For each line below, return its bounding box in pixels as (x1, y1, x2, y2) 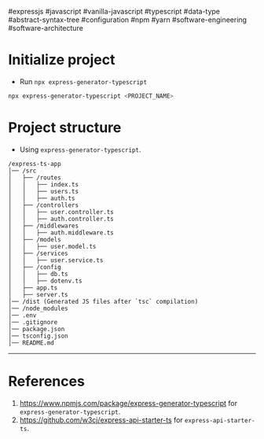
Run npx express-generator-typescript (19, 76, 148, 86)
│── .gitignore (8, 318, 58, 326)
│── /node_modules (8, 304, 68, 312)
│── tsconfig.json (8, 332, 68, 340)
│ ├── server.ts (8, 290, 68, 298)
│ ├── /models (8, 235, 61, 243)
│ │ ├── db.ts (8, 270, 68, 278)
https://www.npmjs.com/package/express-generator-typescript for (19, 398, 238, 408)
